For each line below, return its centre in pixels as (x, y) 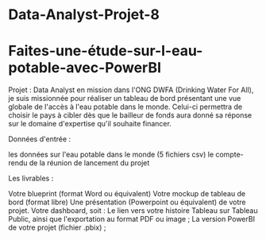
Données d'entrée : (40, 139)
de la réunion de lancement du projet (89, 163)
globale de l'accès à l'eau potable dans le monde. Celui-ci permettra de (125, 107)
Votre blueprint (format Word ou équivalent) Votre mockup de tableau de (127, 194)
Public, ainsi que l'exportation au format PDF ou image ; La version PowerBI (132, 219)
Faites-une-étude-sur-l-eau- (106, 51)
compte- (229, 155)
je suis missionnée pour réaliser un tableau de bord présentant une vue (125, 99)
